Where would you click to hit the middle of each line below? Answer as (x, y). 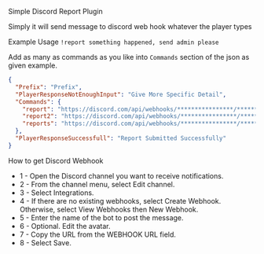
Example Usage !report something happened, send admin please (114, 42)
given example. (33, 65)
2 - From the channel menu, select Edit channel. (97, 184)
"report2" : (40, 116)
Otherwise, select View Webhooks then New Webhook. (109, 209)
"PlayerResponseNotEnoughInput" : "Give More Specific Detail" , (121, 94)
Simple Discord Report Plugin (56, 11)
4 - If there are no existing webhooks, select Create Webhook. (120, 201)
